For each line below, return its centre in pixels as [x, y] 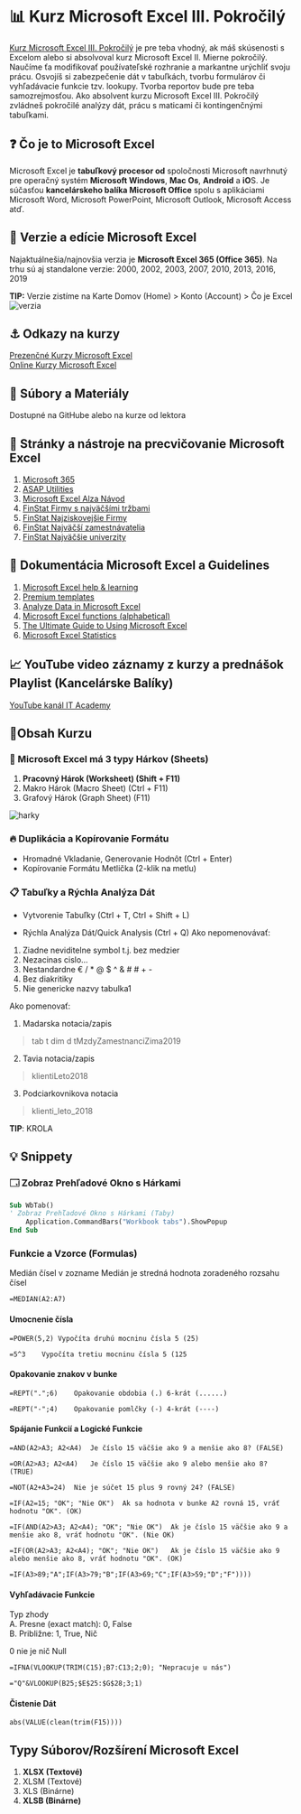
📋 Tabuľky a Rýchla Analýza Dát [82, 892]
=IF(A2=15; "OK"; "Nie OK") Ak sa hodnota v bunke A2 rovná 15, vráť [145, 1503]
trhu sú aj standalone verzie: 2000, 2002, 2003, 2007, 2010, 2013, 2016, [143, 269]
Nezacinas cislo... [55, 959]
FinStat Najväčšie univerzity [74, 537]
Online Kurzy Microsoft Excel [63, 365]
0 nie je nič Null [38, 1651]
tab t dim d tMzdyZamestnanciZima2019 [106, 1041]
